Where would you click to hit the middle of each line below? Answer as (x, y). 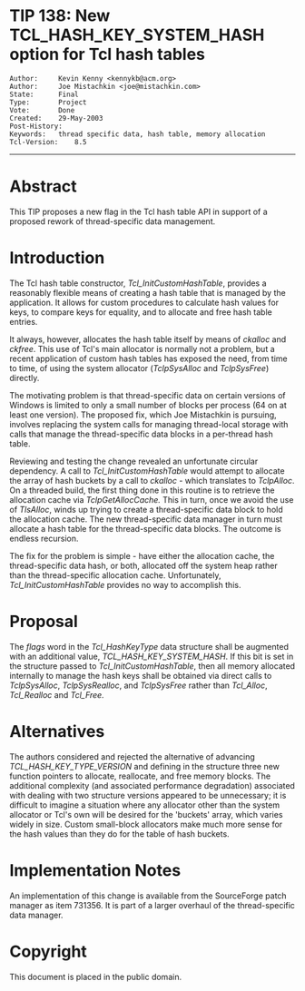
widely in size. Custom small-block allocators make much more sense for (146, 824)
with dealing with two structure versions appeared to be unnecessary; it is (148, 795)
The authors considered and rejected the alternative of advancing (133, 756)
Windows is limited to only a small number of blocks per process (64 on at (148, 405)
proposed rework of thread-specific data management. (113, 221)
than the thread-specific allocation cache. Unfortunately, (115, 575)
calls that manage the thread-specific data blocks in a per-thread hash (142, 434)
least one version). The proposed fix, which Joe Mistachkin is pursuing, (143, 415)
